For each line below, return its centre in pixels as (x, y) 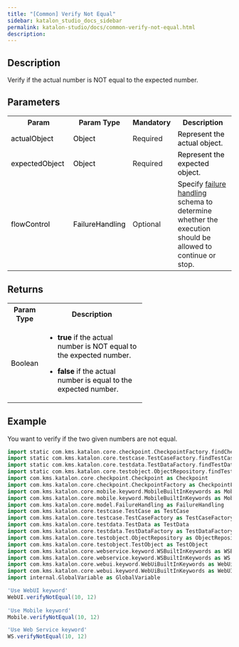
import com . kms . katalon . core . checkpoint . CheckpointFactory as (101, 485)
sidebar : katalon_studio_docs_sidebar (65, 21)
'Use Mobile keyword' (39, 611)
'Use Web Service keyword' (47, 630)
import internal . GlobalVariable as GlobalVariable (84, 578)
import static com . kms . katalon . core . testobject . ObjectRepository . (108, 472)
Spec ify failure (202, 184)
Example (27, 422)
